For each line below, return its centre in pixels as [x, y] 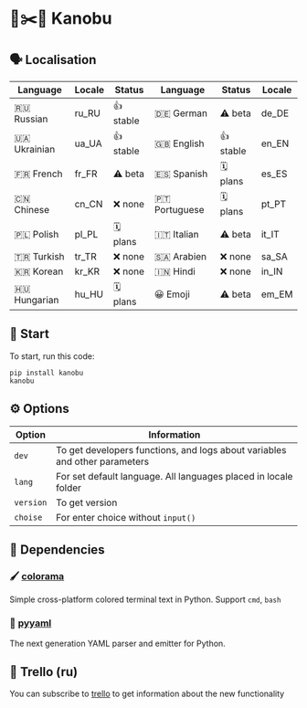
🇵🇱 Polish [37, 234]
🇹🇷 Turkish [40, 256]
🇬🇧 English [179, 143]
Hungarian [37, 300]
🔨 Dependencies [57, 550]
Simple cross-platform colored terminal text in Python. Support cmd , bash [145, 599]
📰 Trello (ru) [44, 672]
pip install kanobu [47, 373]
